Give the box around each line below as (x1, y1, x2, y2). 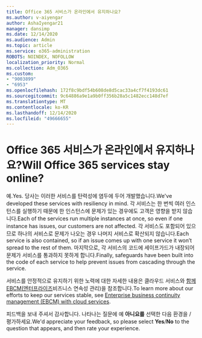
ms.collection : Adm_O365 (6, 65, 69, 71)
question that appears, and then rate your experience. (6, 325, 140, 332)
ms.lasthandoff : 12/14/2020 (6, 110, 77, 116)
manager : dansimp (6, 25, 50, 32)
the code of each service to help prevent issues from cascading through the (6, 258, 195, 266)
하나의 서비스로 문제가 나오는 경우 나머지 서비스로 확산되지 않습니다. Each (17, 230, 189, 237)
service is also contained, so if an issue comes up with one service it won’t (6, 237, 192, 244)
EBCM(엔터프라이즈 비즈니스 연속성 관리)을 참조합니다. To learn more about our (6, 285, 194, 292)
